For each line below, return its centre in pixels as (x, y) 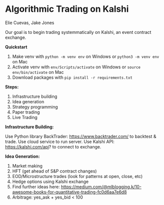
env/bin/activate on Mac (38, 72)
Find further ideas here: (36, 187)
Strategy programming (35, 107)
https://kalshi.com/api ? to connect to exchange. (53, 146)
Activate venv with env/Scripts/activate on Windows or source (76, 67)
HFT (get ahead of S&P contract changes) (54, 171)
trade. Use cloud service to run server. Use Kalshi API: (60, 142)
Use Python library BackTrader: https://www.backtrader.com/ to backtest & (81, 136)
